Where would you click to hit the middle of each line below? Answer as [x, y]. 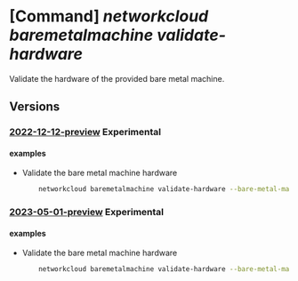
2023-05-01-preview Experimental [87, 213]
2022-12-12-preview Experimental [85, 132]
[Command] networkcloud [109, 16]
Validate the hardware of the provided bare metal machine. [117, 78]
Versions [35, 107]
